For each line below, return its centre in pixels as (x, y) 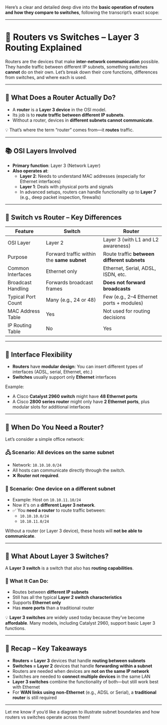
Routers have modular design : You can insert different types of (78, 367)
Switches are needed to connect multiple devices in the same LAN (81, 676)
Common (18, 268)
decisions (114, 318)
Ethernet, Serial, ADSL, (129, 268)
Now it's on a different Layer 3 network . (54, 505)
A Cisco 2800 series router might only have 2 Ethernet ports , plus (81, 402)
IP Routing (20, 325)
